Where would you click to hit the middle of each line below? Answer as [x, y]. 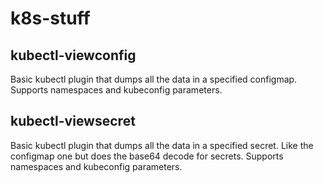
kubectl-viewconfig [73, 55]
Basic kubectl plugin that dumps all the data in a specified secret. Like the [162, 145]
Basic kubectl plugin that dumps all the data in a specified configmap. [154, 79]
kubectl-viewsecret [73, 121]
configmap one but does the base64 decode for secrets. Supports [147, 156]
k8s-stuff [50, 18]
